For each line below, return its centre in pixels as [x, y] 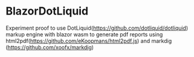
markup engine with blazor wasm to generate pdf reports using [84, 34]
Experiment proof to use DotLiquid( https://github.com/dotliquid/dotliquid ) [97, 28]
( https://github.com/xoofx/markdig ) [50, 47]
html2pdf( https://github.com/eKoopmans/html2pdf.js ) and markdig [89, 41]
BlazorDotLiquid [47, 11]
